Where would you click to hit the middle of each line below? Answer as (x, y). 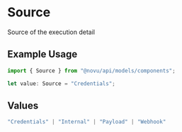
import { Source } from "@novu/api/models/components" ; (91, 71)
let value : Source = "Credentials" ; (61, 83)
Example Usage (42, 54)
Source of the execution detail (51, 32)
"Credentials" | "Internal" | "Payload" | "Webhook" (87, 122)
